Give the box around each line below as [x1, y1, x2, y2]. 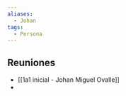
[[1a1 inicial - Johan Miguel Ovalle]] [17, 75, 120, 84]
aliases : [7, 10, 33, 18]
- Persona [13, 30, 42, 38]
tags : [7, 23, 23, 31]
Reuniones [7, 56, 56, 68]
